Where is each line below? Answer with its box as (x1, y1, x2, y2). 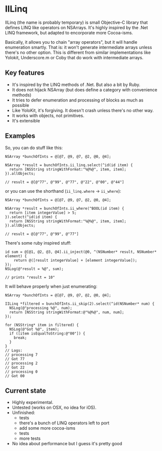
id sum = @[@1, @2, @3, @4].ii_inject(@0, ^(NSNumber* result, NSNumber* (5, 249, 157, 254)
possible (12, 102, 29, 108)
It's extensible (12, 117, 40, 123)
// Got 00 (5, 373, 25, 378)
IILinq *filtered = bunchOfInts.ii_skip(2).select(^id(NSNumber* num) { (5, 301, 155, 306)
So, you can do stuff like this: (5, 145, 63, 150)
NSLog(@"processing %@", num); (9, 305, 73, 310)
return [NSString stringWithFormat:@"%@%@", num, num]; (9, 310, 124, 315)
